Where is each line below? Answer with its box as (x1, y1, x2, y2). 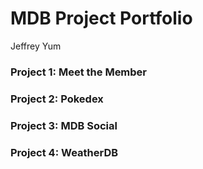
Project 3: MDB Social (10, 118, 118, 132)
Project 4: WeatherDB (10, 145, 119, 159)
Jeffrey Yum (10, 40, 62, 52)
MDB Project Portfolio (10, 7, 193, 30)
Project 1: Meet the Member (10, 65, 148, 79)
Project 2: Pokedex (10, 92, 104, 106)
